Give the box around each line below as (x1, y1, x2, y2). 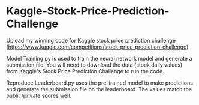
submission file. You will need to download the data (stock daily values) (6, 61, 183, 68)
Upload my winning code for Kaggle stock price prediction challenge (6, 37, 176, 44)
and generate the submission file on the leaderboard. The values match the (6, 85, 192, 92)
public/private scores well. (6, 92, 72, 99)
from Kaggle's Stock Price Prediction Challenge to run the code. (6, 67, 164, 74)
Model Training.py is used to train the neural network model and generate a (6, 55, 192, 62)
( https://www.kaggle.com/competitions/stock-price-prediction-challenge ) (6, 43, 189, 50)
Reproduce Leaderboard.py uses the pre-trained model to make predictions (6, 79, 194, 86)
